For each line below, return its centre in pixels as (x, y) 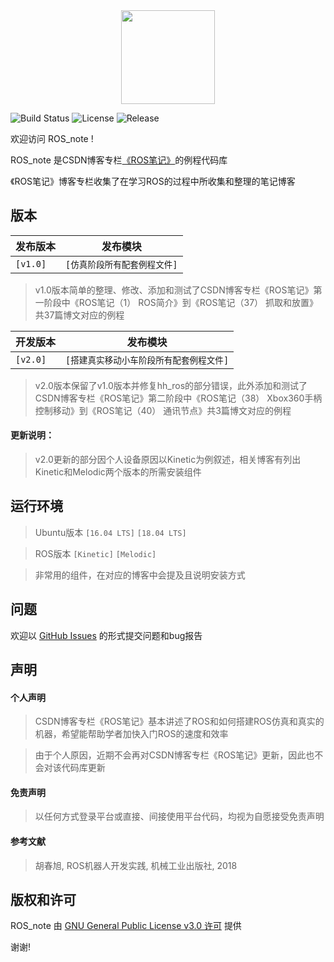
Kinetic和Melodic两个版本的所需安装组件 (118, 472)
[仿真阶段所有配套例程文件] (121, 264)
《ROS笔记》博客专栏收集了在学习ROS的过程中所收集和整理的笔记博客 (153, 181)
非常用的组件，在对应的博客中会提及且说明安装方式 (140, 575)
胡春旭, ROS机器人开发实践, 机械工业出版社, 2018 (136, 865)
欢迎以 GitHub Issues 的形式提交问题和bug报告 (106, 635)
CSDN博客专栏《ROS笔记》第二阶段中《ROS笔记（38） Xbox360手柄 (178, 398)
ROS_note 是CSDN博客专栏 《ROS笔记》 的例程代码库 (119, 160)
